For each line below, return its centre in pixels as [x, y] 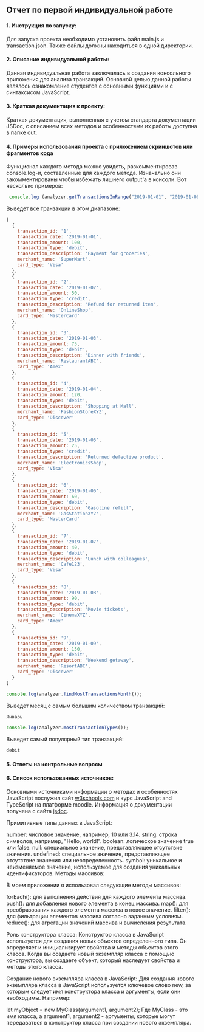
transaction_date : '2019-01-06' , [59, 491]
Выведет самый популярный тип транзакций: [65, 739]
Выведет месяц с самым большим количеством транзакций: [86, 706]
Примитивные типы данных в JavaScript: [59, 823]
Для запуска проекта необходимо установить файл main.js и [85, 39]
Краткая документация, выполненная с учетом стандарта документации [101, 120]
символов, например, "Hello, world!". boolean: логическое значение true [100, 841]
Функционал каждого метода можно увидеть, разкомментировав [92, 167]
